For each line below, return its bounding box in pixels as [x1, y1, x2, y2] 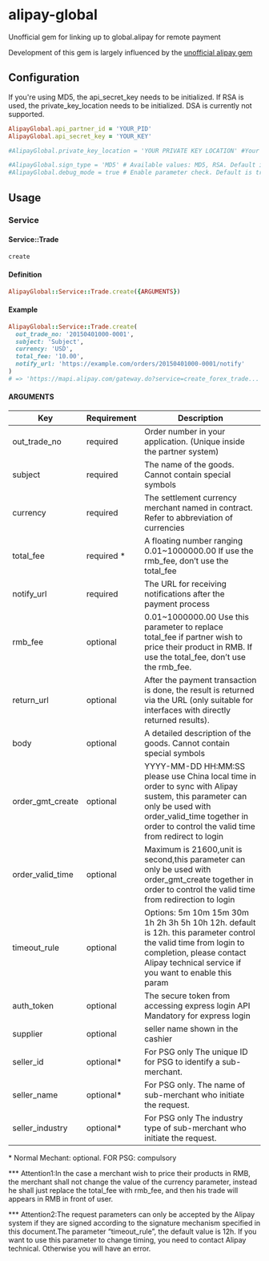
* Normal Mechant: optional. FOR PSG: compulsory [8, 1153, 177, 1162]
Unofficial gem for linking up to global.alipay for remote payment [8, 32, 222, 42]
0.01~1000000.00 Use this [143, 612, 250, 622]
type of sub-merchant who [143, 1122, 247, 1134]
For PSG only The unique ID [143, 1046, 248, 1057]
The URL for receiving [143, 579, 227, 589]
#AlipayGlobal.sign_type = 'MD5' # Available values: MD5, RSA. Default [8, 161, 256, 169]
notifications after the [143, 588, 226, 599]
